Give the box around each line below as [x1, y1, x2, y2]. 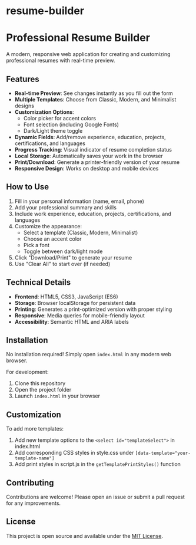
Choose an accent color [23, 235, 82, 242]
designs [14, 102, 34, 109]
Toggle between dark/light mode [23, 248, 103, 255]
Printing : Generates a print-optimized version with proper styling [14, 306, 172, 313]
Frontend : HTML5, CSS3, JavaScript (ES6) [14, 293, 119, 300]
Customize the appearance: [14, 222, 82, 229]
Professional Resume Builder [6, 31, 150, 45]
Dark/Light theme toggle [23, 127, 83, 134]
